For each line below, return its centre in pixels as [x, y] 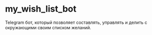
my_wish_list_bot [41, 9]
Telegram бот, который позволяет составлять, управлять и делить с [76, 22]
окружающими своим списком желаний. [48, 27]
